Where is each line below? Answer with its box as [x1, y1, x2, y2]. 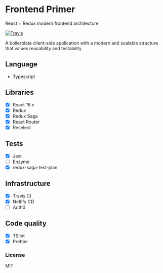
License [5, 251, 25, 258]
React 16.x [12, 101, 34, 107]
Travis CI [12, 192, 31, 199]
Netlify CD [12, 199, 34, 205]
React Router [12, 119, 40, 125]
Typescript [12, 73, 35, 80]
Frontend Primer [5, 4, 75, 15]
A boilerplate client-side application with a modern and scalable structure [5, 40, 158, 46]
